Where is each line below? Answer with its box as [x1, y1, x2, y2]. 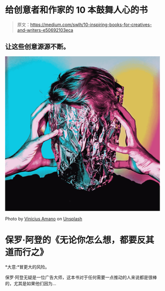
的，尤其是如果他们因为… [5, 280, 56, 286]
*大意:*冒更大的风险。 [5, 264, 50, 270]
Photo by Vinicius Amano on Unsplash [5, 215, 82, 221]
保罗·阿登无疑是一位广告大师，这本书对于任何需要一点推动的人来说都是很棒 [5, 274, 157, 280]
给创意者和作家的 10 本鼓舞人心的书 [5, 4, 148, 16]
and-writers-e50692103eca [17, 27, 74, 33]
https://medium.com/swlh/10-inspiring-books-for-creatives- [30, 22, 152, 27]
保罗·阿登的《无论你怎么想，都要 [5, 234, 137, 245]
